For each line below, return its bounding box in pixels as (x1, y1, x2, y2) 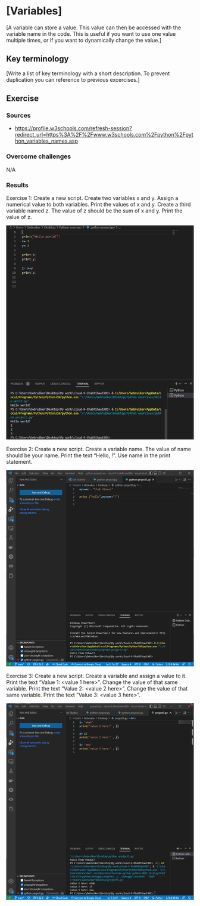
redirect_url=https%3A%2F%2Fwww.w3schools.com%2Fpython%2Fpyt (14, 131, 193, 138)
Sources (6, 112, 31, 120)
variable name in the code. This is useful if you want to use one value (6, 30, 176, 37)
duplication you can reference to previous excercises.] (6, 76, 140, 83)
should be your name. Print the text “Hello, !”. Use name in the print (6, 452, 171, 459)
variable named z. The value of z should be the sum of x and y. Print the (6, 207, 183, 214)
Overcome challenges (6, 152, 71, 161)
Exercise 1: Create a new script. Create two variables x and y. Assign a (6, 195, 179, 202)
